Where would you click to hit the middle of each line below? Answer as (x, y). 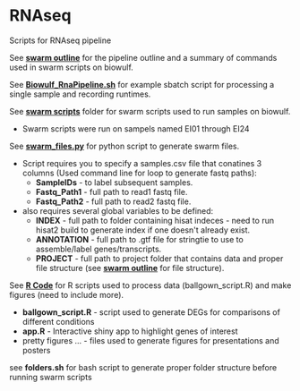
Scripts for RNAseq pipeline (60, 40)
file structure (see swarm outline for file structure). (130, 268)
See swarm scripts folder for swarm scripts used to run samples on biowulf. (150, 111)
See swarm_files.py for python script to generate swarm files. (124, 146)
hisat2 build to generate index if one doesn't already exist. (143, 230)
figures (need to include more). (66, 294)
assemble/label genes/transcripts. (99, 249)
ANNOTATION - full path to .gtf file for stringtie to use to (139, 239)
